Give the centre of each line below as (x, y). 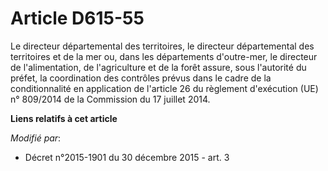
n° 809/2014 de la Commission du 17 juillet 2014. (110, 99)
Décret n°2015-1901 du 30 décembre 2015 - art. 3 (127, 157)
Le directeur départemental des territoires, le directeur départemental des (162, 46)
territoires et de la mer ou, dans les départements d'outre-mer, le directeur (164, 56)
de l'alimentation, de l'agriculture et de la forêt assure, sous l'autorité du (158, 67)
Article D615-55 (77, 18)
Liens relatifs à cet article (64, 118)
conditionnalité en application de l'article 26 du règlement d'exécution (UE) (164, 88)
